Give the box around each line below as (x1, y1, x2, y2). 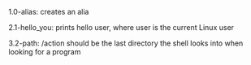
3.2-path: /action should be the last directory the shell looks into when (8, 38, 244, 48)
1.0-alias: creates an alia (8, 7, 89, 16)
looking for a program (8, 47, 81, 56)
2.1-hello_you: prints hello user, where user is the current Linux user (8, 23, 234, 32)
